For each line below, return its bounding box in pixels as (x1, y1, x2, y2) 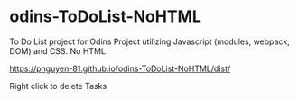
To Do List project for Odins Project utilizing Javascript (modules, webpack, (9, 36, 291, 47)
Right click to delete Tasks (9, 80, 107, 91)
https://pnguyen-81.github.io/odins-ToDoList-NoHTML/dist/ (9, 63, 231, 74)
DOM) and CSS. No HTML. (9, 45, 108, 56)
